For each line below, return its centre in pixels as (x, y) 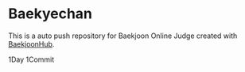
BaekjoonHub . (31, 44)
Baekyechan (51, 14)
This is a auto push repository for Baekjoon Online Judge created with (123, 36)
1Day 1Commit (31, 59)
